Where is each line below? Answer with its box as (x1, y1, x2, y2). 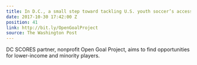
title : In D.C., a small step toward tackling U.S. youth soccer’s (6, 8, 175, 15)
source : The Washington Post (6, 30, 77, 36)
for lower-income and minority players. (6, 52, 100, 59)
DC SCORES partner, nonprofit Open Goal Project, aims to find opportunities (6, 46, 190, 53)
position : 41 (6, 19, 38, 25)
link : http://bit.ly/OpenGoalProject (6, 24, 98, 31)
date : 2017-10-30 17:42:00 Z (6, 14, 77, 20)
